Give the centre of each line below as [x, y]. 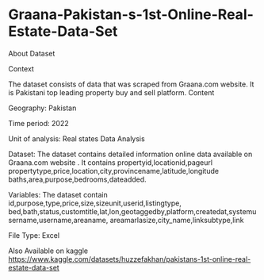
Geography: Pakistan [42, 108]
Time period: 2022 [38, 123]
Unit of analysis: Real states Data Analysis [77, 138]
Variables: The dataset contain [58, 194]
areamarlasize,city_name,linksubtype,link [177, 220]
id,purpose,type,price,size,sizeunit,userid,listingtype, [95, 203]
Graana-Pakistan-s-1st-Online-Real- [131, 15]
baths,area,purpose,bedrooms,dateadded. [77, 179]
